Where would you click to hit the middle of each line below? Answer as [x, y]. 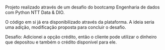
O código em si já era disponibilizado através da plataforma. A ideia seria [80, 22]
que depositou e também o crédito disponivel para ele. [61, 42]
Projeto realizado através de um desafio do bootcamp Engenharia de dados [82, 7]
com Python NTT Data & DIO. [35, 12]
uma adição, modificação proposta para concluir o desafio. [66, 27]
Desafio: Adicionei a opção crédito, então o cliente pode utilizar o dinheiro [81, 37]
